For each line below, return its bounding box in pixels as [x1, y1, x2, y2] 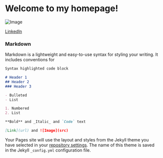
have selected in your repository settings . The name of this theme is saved [5, 142, 155, 148]
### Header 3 [5, 84, 32, 89]
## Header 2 [5, 79, 29, 84]
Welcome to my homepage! [5, 3, 118, 14]
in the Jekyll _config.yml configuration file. [5, 147, 91, 153]
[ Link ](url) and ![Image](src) [5, 128, 69, 133]
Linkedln [5, 28, 22, 34]
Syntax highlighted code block [5, 66, 69, 71]
